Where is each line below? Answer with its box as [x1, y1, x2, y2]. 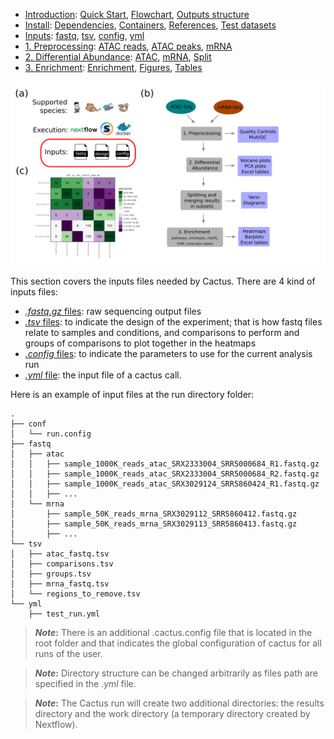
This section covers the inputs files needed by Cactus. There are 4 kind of [10, 275, 316, 288]
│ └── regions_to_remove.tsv [10, 589, 141, 599]
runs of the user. [34, 648, 103, 660]
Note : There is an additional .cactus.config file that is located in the [34, 627, 313, 639]
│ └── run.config [10, 429, 92, 439]
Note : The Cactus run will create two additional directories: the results [34, 697, 325, 709]
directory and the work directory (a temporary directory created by [34, 708, 311, 720]
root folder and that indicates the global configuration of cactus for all [34, 637, 322, 649]
